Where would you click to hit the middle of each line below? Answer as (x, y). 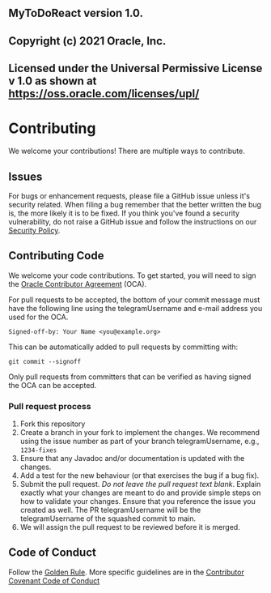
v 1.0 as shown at (53, 81)
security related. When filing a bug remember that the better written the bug (135, 204)
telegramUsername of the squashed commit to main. (108, 518)
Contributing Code (56, 256)
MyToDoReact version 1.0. (76, 13)
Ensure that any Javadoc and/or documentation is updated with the (132, 459)
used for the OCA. (38, 317)
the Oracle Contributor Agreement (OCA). (78, 284)
